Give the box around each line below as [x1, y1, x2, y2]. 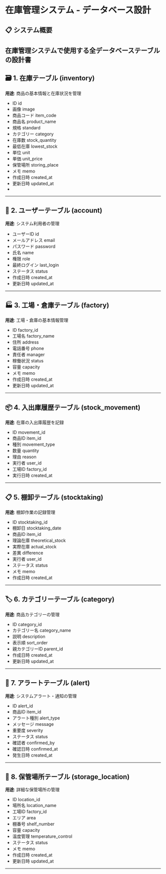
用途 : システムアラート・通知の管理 [5, 693, 77, 699]
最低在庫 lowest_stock [12, 143, 58, 149]
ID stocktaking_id [12, 519, 48, 525]
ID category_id [12, 621, 42, 627]
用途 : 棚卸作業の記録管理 [5, 509, 55, 516]
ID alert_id [12, 702, 33, 709]
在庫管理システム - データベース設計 [5, 4, 152, 16]
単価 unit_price [12, 156, 43, 162]
